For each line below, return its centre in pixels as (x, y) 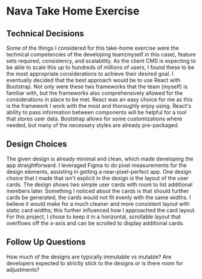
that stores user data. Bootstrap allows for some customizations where (94, 119)
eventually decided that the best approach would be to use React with (93, 80)
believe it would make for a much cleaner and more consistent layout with (98, 203)
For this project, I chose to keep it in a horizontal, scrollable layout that (94, 217)
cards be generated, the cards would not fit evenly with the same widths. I (99, 197)
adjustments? (23, 269)
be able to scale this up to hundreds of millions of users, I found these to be (100, 67)
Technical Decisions (45, 34)
